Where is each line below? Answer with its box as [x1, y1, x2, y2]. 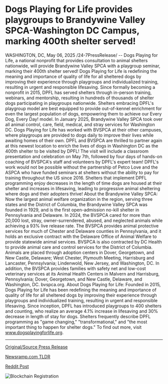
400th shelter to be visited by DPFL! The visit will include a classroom [5, 148, 149, 154]
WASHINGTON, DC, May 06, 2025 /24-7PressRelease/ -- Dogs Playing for [5, 52, 158, 58]
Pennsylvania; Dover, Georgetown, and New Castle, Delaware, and [5, 276, 142, 282]
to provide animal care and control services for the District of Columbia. [5, 244, 153, 250]
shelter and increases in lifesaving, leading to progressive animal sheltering [5, 185, 160, 191]
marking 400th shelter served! [5, 36, 136, 47]
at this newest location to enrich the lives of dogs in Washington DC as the [5, 143, 158, 149]
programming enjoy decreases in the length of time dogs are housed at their [5, 180, 162, 186]
